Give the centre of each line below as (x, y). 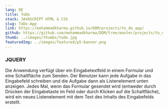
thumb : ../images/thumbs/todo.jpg (41, 38)
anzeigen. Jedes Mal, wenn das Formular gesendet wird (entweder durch (81, 86)
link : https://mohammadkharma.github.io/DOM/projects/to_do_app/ (74, 28)
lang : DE (14, 10)
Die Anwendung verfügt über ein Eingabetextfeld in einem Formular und (79, 71)
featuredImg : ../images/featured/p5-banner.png (56, 42)
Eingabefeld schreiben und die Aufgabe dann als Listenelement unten (77, 81)
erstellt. (13, 102)
